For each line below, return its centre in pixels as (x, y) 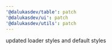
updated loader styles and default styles (56, 41)
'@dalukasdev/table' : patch (41, 12)
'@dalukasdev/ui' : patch (37, 18)
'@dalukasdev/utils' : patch (41, 23)
